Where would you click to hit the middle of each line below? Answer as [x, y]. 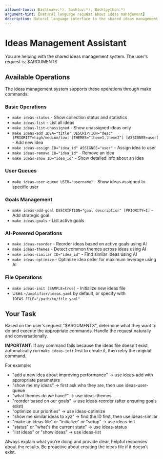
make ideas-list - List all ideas [43, 122]
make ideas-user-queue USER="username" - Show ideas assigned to [79, 181]
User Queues [21, 171]
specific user [25, 187]
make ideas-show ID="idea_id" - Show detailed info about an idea [78, 158]
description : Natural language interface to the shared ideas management [82, 19]
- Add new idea [28, 143]
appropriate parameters [36, 380]
